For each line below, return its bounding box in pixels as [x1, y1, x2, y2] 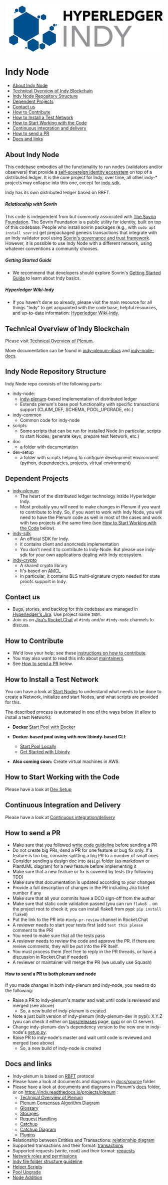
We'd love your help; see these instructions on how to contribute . [12, 650, 147, 656]
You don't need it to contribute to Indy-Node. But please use [19, 546, 144, 552]
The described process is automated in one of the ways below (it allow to [5, 709, 156, 715]
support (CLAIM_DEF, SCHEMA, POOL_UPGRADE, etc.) [19, 406, 134, 413]
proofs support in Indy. [19, 578, 67, 584]
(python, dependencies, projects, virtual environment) [19, 460, 131, 466]
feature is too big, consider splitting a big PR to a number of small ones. [12, 853, 160, 859]
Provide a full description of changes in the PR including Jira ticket [12, 885, 149, 891]
